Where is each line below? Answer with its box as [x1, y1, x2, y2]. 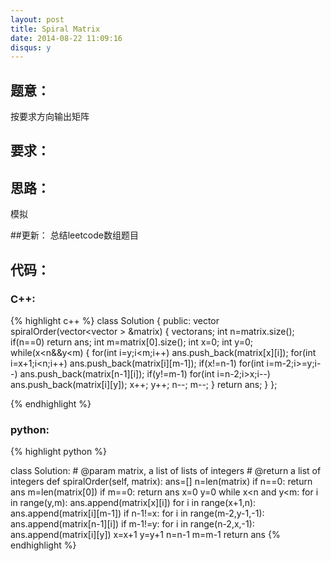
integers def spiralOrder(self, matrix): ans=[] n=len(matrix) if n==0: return [10, 476, 313, 488]
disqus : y [10, 42, 52, 53]
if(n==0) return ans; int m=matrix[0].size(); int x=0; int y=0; [10, 336, 253, 348]
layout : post [10, 14, 65, 25]
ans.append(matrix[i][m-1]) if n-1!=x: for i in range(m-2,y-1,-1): [10, 507, 265, 520]
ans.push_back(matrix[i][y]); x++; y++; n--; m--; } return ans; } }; [10, 378, 278, 390]
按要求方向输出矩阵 [10, 111, 90, 123]
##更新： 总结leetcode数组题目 [10, 229, 139, 241]
